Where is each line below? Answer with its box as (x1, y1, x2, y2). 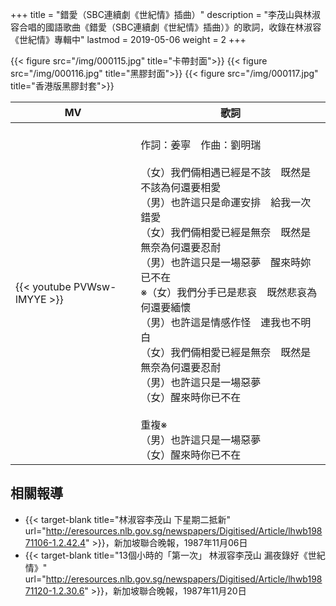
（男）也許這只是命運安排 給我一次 (140, 196, 312, 209)
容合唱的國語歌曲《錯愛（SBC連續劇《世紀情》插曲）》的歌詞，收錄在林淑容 (10, 21, 322, 33)
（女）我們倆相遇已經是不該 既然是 (140, 166, 312, 179)
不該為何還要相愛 (140, 181, 222, 194)
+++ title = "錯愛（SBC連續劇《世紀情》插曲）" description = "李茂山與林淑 (10, 9, 322, 20)
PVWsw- (73, 280, 117, 293)
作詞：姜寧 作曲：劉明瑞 (140, 138, 262, 152)
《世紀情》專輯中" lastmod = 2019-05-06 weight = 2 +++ (10, 34, 247, 45)
